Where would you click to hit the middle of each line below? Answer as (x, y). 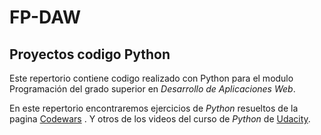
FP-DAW (45, 17)
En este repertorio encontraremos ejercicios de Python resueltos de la (154, 108)
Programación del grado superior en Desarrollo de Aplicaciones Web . (152, 89)
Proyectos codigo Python (90, 54)
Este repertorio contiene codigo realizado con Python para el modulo (151, 78)
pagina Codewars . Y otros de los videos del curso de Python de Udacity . (160, 119)
